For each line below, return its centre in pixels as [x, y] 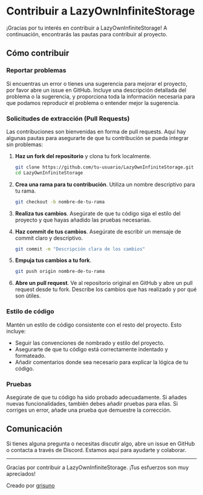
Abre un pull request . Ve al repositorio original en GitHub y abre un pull [104, 283]
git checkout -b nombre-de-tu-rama [60, 202]
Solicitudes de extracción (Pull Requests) [68, 118]
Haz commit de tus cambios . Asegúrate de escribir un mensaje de [98, 231]
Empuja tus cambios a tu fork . [53, 260]
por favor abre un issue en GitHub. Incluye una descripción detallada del [96, 90]
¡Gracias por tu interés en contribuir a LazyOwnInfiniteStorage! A [87, 28]
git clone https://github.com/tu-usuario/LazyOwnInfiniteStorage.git [105, 167]
